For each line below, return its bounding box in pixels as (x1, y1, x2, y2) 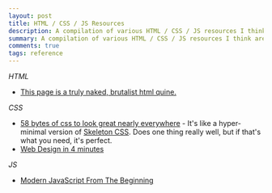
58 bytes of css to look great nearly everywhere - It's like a (19, 119, 217, 128)
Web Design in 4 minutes (19, 145, 104, 153)
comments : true (8, 42, 60, 50)
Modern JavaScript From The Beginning (19, 175, 154, 185)
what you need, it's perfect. (19, 136, 113, 145)
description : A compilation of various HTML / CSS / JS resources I (8, 27, 244, 35)
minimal (19, 127, 47, 136)
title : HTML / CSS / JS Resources (8, 19, 125, 27)
